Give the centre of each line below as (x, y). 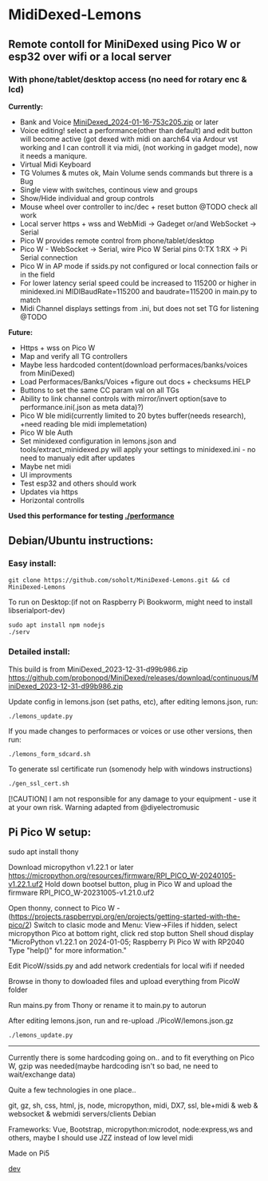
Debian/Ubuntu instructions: (81, 541)
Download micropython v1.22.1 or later (71, 867)
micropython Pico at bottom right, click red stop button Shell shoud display (131, 933)
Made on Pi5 (29, 1153)
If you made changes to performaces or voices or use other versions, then (130, 730)
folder (18, 990)
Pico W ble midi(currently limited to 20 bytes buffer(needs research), (133, 415)
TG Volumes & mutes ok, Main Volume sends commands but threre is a (136, 172)
